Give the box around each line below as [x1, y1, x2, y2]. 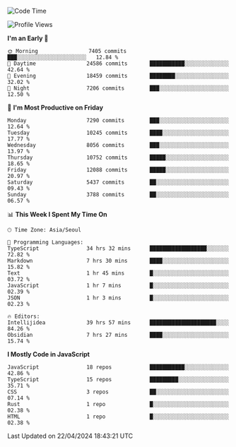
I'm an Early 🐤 [7, 34, 49, 42]
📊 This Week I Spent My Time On [7, 210, 107, 218]
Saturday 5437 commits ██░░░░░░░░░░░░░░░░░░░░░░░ [7, 179, 230, 186]
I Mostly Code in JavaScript [7, 350, 90, 358]
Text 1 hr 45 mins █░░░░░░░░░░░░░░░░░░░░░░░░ [7, 270, 230, 277]
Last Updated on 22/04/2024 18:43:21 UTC [7, 431, 134, 440]
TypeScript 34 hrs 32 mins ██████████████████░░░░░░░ [7, 245, 230, 252]
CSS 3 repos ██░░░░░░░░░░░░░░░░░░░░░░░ [7, 388, 230, 395]
